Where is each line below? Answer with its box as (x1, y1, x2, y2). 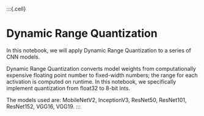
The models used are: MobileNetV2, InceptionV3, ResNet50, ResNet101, (6, 96, 187, 103)
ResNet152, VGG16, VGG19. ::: (6, 103, 81, 110)
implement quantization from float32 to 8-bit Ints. (6, 84, 130, 92)
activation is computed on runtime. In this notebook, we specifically (6, 78, 177, 85)
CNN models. (6, 53, 40, 60)
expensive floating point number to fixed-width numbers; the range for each (6, 71, 199, 79)
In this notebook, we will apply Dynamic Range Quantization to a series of (6, 46, 191, 54)
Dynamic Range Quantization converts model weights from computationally (6, 65, 197, 72)
